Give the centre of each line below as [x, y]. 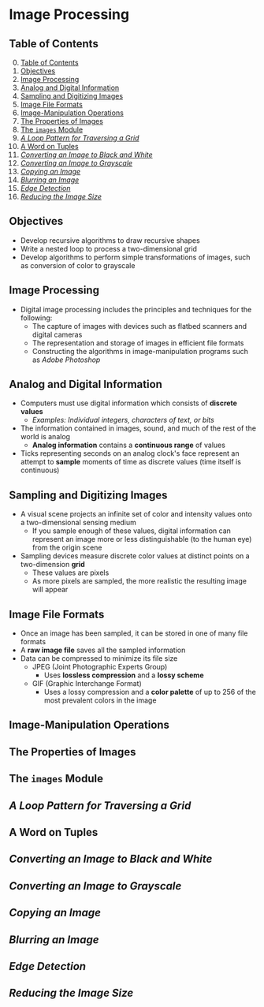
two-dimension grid [52, 565]
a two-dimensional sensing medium [78, 523]
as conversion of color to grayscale [78, 265]
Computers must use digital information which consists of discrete [128, 403]
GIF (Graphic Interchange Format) [87, 684]
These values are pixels [71, 572]
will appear [50, 590]
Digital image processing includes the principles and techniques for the [136, 309]
